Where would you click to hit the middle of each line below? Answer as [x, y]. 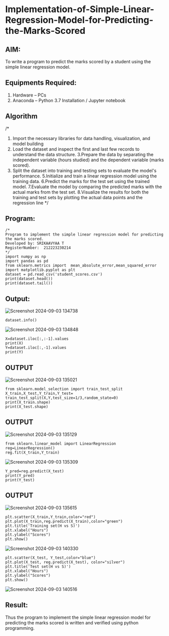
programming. [20, 628]
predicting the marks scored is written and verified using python [72, 622]
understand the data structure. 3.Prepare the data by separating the [83, 154]
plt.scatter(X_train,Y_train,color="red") [50, 517]
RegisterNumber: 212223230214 [38, 248]
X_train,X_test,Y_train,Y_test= [39, 394]
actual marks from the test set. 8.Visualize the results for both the [80, 192]
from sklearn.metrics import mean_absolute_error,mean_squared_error [81, 266]
